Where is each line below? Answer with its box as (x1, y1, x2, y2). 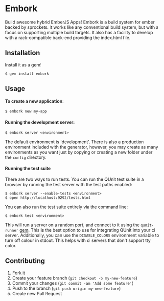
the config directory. (5, 154, 47, 160)
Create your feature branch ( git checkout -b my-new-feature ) (12, 275, 138, 281)
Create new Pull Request (12, 290, 62, 296)
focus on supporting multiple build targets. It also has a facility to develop (5, 29, 153, 35)
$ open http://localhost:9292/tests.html (5, 195, 91, 200)
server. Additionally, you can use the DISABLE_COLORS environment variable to (5, 232, 159, 238)
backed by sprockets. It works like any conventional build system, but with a (5, 24, 159, 30)
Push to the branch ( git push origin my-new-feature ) (12, 285, 121, 291)
